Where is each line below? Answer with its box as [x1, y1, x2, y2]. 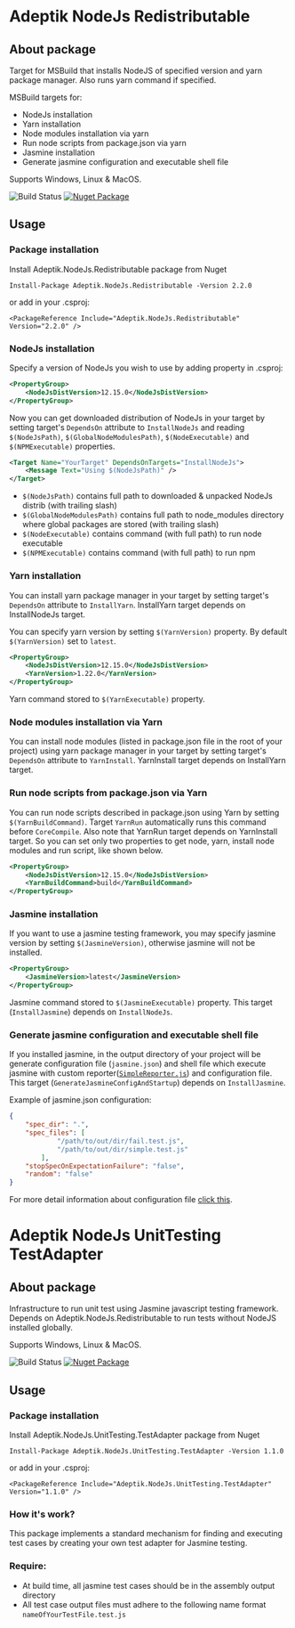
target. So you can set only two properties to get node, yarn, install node [9, 835, 275, 846]
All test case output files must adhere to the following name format [21, 1599, 267, 1609]
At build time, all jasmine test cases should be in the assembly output [21, 1580, 275, 1591]
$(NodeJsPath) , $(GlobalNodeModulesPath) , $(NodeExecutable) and [9, 431, 250, 442]
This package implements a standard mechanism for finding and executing [9, 1528, 283, 1539]
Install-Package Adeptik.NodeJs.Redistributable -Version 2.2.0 [9, 281, 252, 290]
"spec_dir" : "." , [25, 1120, 90, 1129]
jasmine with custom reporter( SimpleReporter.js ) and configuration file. [9, 1068, 273, 1079]
